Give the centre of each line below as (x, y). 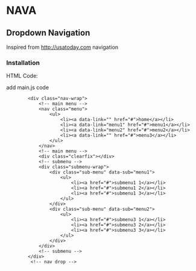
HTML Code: (22, 76)
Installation (23, 63)
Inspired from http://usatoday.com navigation (62, 47)
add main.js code (28, 87)
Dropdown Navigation (48, 33)
